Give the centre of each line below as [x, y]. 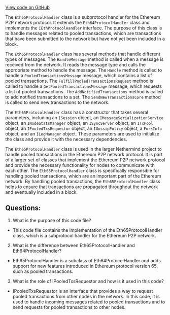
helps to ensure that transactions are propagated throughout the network [82, 187]
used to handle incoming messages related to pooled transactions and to [89, 302]
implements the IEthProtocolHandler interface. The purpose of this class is [84, 28]
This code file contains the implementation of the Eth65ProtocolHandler [88, 230]
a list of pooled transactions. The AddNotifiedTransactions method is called [84, 92]
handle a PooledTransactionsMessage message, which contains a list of [79, 75]
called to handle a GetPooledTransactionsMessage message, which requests [84, 86]
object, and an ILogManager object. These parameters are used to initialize [82, 134]
